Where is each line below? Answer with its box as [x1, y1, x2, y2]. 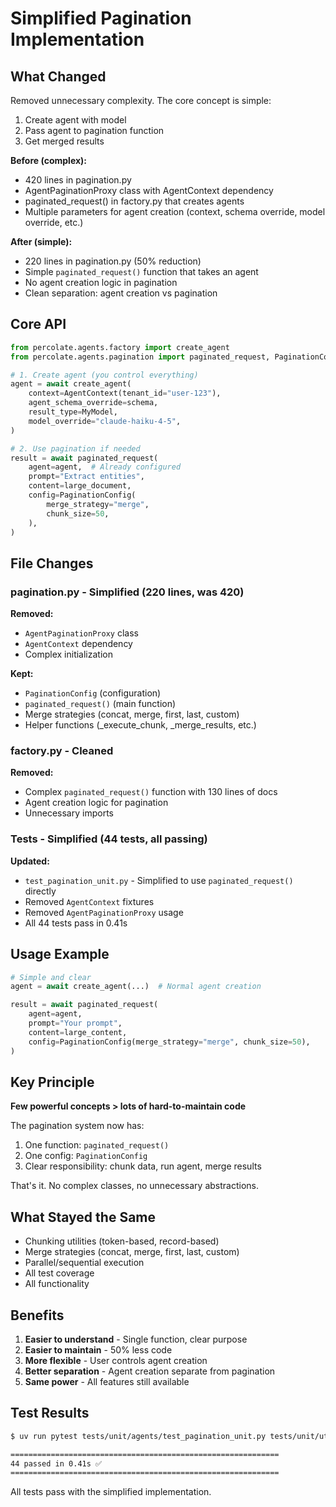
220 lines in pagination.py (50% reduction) [24, 255, 202, 267]
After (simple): [10, 236, 73, 247]
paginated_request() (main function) [24, 698, 177, 710]
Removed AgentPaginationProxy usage [24, 906, 184, 918]
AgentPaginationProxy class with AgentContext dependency [24, 185, 274, 196]
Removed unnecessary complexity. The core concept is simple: [10, 95, 272, 106]
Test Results [10, 1405, 90, 1422]
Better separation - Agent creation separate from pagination [24, 1365, 276, 1377]
